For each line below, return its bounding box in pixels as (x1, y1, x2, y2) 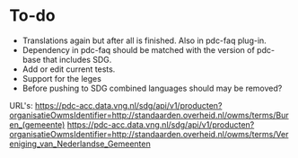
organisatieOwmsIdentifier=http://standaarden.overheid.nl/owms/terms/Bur (9, 110, 289, 120)
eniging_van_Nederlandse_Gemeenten (9, 138, 151, 149)
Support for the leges (22, 73, 101, 83)
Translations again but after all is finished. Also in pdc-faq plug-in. (22, 35, 267, 46)
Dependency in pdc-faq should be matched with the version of (22, 44, 256, 55)
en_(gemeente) (9, 118, 66, 130)
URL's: (9, 100, 33, 110)
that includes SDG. (42, 54, 112, 65)
